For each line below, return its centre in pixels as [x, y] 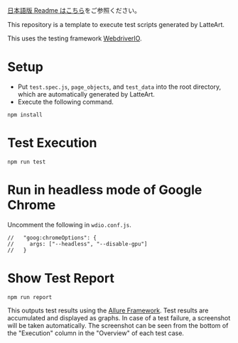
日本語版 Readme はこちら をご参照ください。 [74, 10]
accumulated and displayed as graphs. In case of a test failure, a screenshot [119, 317]
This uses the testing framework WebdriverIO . [75, 38]
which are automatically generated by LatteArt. [86, 94]
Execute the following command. [65, 102]
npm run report [30, 297]
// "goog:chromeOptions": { [52, 238]
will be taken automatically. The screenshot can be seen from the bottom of [118, 325]
